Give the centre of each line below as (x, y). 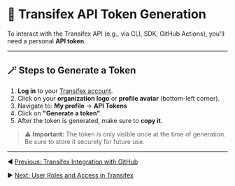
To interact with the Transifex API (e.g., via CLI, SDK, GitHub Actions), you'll (116, 34)
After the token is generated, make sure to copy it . (90, 120)
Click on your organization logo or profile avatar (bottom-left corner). (119, 98)
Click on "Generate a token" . (60, 113)
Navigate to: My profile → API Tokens (72, 106)
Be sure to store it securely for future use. (84, 141)
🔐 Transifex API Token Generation (107, 14)
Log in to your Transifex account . (65, 91)
